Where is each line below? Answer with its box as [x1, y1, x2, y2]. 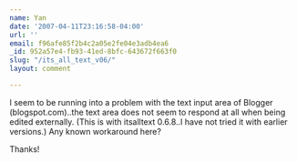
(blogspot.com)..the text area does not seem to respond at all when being [9, 106, 286, 117]
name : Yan [9, 13, 47, 23]
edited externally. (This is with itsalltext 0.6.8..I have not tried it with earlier [9, 116, 289, 127]
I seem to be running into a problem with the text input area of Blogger [9, 96, 273, 107]
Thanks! [9, 143, 40, 155]
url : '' [9, 30, 39, 39]
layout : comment [9, 65, 71, 74]
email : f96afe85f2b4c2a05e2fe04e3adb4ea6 [9, 38, 169, 48]
